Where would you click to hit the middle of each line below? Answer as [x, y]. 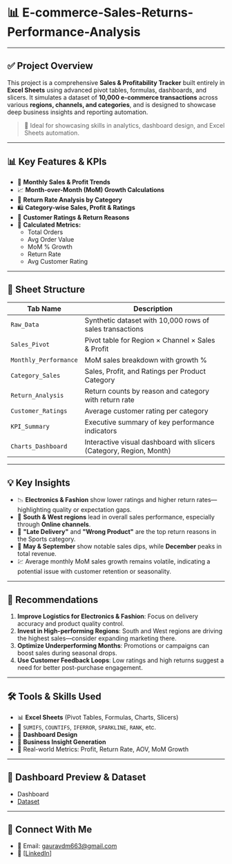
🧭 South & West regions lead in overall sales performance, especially [116, 517]
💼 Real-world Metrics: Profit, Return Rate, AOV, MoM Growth [103, 749]
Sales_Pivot [30, 345]
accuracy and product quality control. [70, 624]
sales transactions [114, 329]
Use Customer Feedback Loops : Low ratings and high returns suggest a [120, 660]
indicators [101, 431]
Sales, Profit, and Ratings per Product [145, 372]
